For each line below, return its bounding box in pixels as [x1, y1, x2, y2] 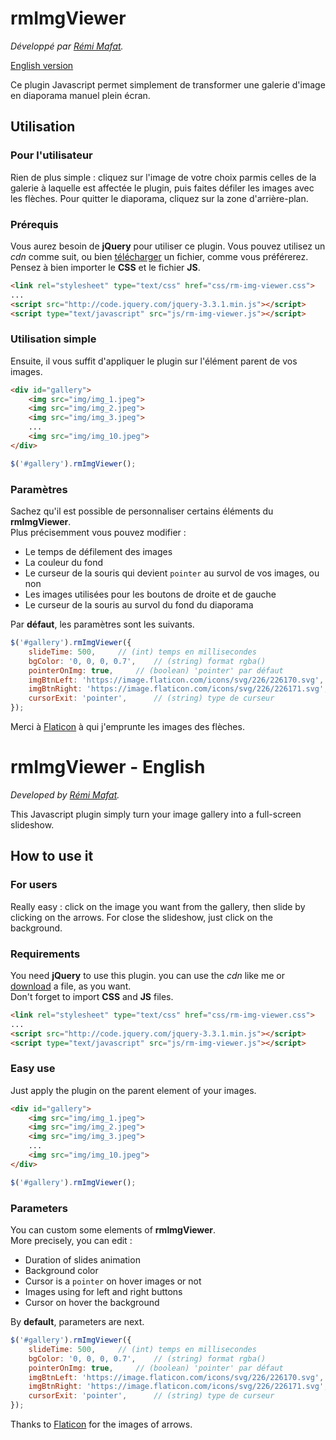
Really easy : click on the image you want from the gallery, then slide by [10, 900, 306, 912]
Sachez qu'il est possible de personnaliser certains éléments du [10, 505, 274, 517]
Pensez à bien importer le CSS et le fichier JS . [10, 261, 201, 273]
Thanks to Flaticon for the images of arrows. [10, 1418, 193, 1431]
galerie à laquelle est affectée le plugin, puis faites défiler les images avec [10, 182, 315, 194]
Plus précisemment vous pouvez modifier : [10, 527, 187, 539]
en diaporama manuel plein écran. [10, 89, 151, 101]
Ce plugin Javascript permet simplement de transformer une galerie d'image [10, 78, 326, 91]
